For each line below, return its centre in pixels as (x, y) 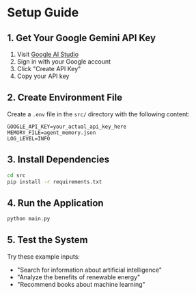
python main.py (29, 219)
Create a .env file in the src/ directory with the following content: (98, 114)
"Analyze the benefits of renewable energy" (79, 277)
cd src (16, 175)
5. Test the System (47, 240)
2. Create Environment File (65, 98)
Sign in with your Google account (64, 62)
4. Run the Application (55, 203)
